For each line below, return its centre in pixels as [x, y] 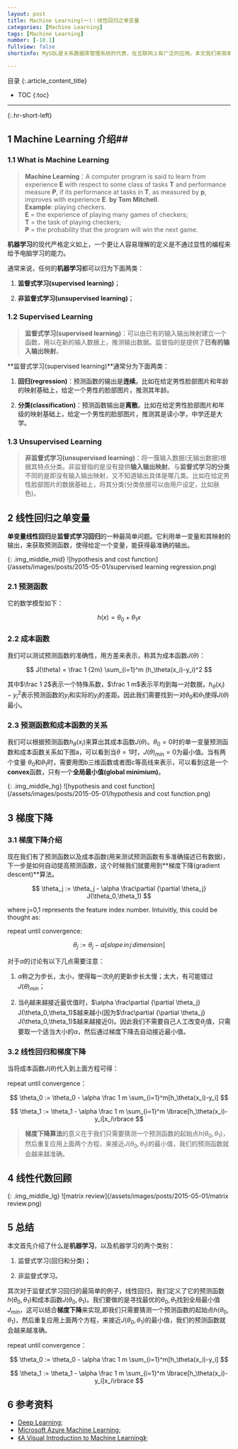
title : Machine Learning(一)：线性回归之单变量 [73, 21]
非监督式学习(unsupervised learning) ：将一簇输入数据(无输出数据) [123, 458]
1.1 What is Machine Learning [58, 160]
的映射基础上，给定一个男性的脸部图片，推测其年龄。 [95, 390]
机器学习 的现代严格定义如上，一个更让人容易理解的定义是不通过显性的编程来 [119, 244]
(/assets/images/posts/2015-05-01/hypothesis [75, 794]
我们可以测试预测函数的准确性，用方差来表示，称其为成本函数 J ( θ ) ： [106, 656]
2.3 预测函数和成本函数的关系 [58, 725]
